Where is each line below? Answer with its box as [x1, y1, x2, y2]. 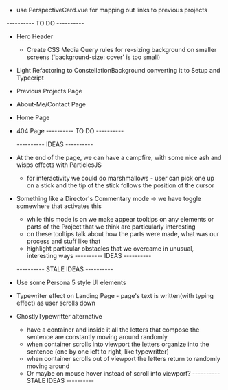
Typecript [16, 73, 44, 82]
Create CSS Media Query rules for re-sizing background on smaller [26, 46, 217, 54]
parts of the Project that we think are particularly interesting [26, 222, 196, 231]
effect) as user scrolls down [16, 299, 95, 307]
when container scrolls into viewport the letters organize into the [26, 340, 209, 348]
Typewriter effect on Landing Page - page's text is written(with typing [16, 292, 214, 299]
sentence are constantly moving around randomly [26, 333, 168, 341]
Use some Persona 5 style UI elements [16, 278, 126, 286]
